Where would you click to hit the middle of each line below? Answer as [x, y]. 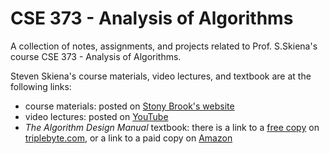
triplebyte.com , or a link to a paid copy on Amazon [128, 138]
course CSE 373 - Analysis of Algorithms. [96, 56]
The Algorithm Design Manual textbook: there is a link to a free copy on [172, 127]
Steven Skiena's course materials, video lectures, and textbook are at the [161, 76]
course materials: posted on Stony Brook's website [129, 106]
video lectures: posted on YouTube [96, 116]
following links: [41, 86]
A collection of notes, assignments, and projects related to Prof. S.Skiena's [164, 46]
